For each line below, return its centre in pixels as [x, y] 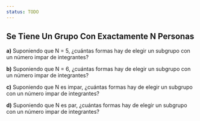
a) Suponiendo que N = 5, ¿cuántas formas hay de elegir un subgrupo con [98, 51]
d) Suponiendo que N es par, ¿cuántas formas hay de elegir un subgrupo [97, 105]
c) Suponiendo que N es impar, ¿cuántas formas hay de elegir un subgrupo [99, 87]
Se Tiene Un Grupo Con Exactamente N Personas [100, 37]
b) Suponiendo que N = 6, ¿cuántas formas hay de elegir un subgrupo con [98, 69]
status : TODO [23, 12]
